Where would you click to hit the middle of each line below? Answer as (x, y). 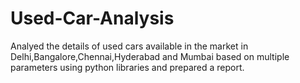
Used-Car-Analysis (92, 18)
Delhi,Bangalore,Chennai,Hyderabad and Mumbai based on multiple (150, 56)
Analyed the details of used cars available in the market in (129, 46)
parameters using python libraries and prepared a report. (127, 67)
